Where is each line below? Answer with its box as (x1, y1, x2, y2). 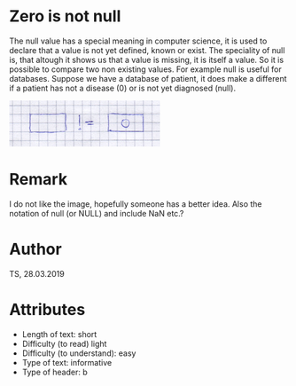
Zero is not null (9, 6, 121, 27)
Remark (9, 169, 68, 190)
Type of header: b (21, 366, 88, 377)
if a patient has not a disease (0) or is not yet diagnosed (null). (9, 83, 237, 93)
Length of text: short (21, 328, 97, 339)
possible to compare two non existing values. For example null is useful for (9, 64, 282, 75)
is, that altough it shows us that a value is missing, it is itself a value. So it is (9, 54, 284, 65)
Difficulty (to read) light (21, 338, 107, 349)
